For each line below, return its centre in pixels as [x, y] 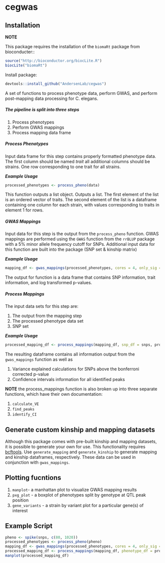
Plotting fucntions [33, 478]
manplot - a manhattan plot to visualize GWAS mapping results [74, 489]
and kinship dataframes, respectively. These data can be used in [70, 457]
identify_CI [24, 415]
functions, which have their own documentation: [54, 394]
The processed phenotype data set [48, 321]
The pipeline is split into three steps [42, 110]
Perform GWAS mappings [38, 127]
